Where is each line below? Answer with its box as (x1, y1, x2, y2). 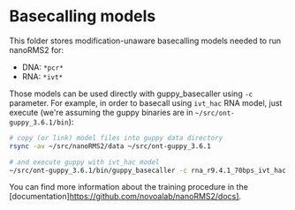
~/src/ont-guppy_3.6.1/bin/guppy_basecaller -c (9, 166, 188, 175)
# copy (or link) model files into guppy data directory (9, 133, 223, 142)
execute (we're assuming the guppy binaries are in (9, 107, 193, 117)
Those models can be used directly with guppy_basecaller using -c (9, 88, 253, 99)
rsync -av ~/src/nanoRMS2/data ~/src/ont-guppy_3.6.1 (9, 141, 212, 151)
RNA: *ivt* (21, 71, 64, 81)
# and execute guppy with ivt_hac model (9, 157, 161, 167)
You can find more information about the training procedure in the (9, 182, 249, 192)
